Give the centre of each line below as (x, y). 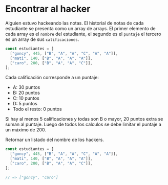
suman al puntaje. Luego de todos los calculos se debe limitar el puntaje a (83, 124)
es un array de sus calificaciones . (42, 39)
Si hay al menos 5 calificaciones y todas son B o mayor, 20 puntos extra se (84, 119)
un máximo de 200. (26, 130)
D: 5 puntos (25, 104)
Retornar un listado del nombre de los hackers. (55, 140)
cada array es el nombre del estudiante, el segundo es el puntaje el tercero (83, 34)
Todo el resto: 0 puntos (37, 109)
